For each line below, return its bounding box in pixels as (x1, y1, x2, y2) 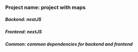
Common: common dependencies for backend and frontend (5, 41, 133, 47)
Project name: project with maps (5, 4, 86, 11)
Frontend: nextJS (5, 29, 42, 35)
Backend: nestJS (5, 16, 41, 22)
